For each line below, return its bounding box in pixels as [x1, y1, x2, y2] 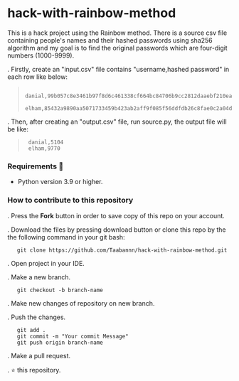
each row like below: [7, 73, 68, 81]
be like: [7, 124, 29, 133]
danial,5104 [28, 139, 64, 146]
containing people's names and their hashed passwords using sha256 [7, 36, 213, 44]
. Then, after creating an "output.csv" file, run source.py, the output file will [7, 117, 227, 126]
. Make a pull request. [7, 351, 71, 360]
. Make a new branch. [7, 272, 71, 281]
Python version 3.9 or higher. [17, 178, 103, 186]
